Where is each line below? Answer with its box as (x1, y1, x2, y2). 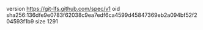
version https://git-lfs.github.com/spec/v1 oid (6, 5, 120, 12)
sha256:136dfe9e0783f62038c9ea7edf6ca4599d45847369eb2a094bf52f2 (6, 11, 197, 19)
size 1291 (35, 18, 58, 25)
